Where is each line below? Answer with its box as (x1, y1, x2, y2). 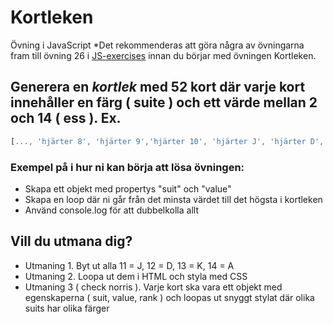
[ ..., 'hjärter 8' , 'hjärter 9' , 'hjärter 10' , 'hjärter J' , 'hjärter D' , (10, 136, 325, 146)
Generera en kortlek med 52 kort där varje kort (10, 79, 306, 96)
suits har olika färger (24, 302, 110, 314)
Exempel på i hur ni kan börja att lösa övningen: (10, 160, 245, 174)
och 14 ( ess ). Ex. (10, 110, 122, 127)
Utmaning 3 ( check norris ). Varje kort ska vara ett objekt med (24, 281, 283, 293)
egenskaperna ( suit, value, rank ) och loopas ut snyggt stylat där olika (24, 291, 315, 303)
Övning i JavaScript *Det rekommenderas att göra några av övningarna (10, 39, 305, 51)
